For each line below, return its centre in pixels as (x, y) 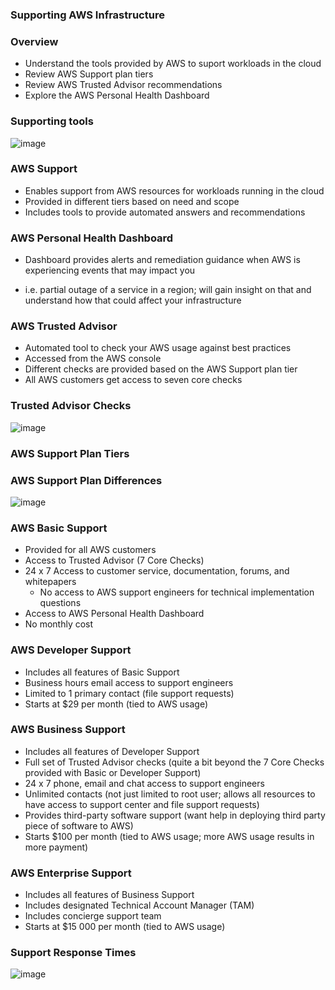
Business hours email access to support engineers (129, 682)
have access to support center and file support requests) (142, 804)
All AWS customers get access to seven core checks (133, 380)
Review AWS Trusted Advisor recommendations (123, 85)
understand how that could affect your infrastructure (133, 300)
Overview (34, 41)
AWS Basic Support (59, 528)
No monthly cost (59, 624)
